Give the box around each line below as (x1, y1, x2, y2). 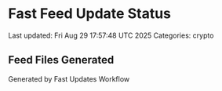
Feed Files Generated (8, 53, 115, 67)
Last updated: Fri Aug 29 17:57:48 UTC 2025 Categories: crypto (8, 31, 214, 40)
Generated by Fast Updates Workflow (8, 74, 130, 83)
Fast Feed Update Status (8, 5, 171, 23)
